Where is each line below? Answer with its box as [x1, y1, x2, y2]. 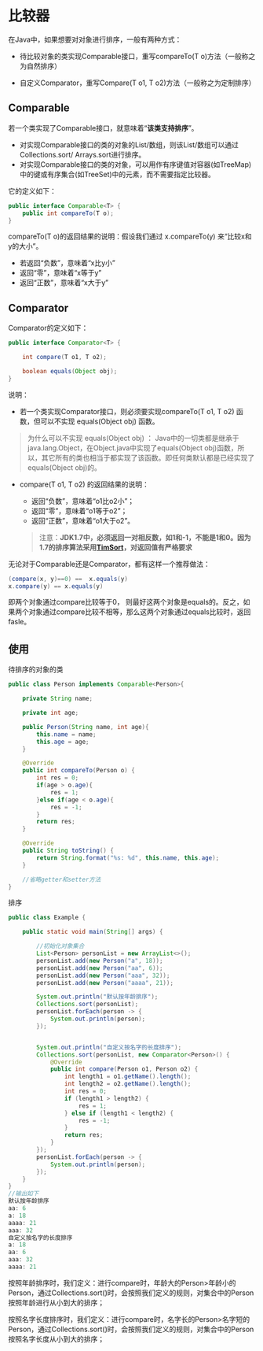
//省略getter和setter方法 [22, 875, 101, 883]
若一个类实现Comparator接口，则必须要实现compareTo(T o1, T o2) [19, 406, 235, 416]
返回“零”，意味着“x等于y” [19, 268, 102, 278]
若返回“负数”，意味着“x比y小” [19, 258, 115, 268]
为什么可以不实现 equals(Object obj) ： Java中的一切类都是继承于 [27, 433, 239, 442]
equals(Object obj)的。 [27, 462, 102, 472]
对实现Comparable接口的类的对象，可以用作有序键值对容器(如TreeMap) [19, 159, 252, 169]
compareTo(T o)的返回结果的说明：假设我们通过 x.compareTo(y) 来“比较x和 [8, 231, 253, 241]
